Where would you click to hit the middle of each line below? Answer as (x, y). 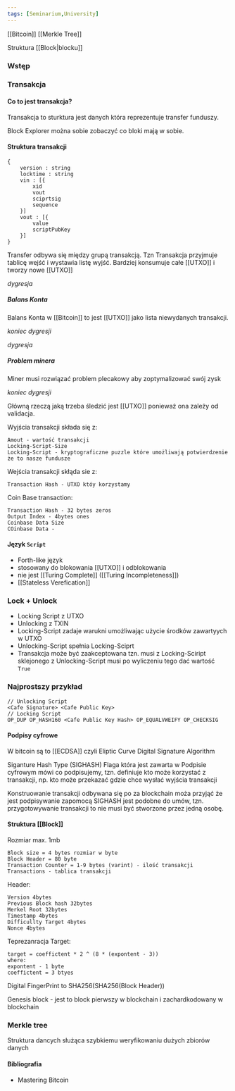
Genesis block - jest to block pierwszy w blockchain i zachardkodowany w (115, 999)
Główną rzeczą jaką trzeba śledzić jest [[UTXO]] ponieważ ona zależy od (113, 406)
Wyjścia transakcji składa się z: (52, 427)
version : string (45, 168)
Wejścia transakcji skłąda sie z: (52, 471)
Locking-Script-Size (38, 446)
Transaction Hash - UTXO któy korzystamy (69, 484)
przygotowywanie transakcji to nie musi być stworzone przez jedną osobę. (115, 808)
